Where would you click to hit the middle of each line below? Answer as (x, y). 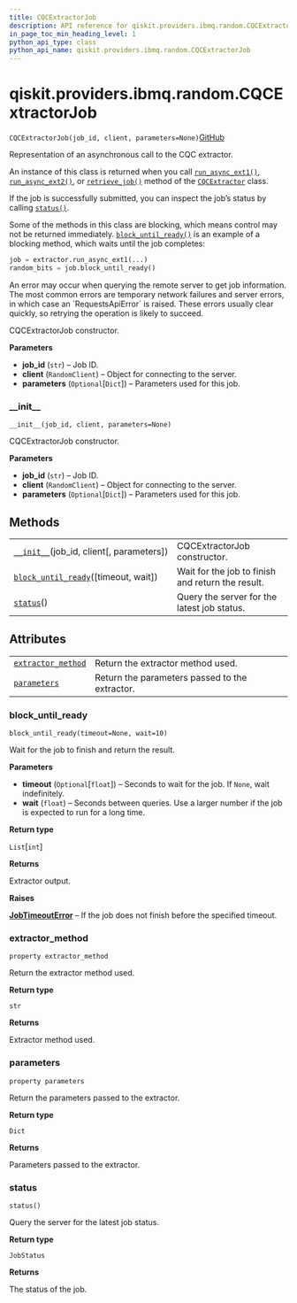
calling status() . (39, 208)
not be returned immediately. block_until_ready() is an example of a (135, 235)
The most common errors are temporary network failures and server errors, (147, 294)
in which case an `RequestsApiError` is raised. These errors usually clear (141, 304)
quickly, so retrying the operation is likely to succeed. (107, 313)
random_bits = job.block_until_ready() (83, 268)
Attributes (38, 640)
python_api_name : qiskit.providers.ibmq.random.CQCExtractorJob (130, 50)
